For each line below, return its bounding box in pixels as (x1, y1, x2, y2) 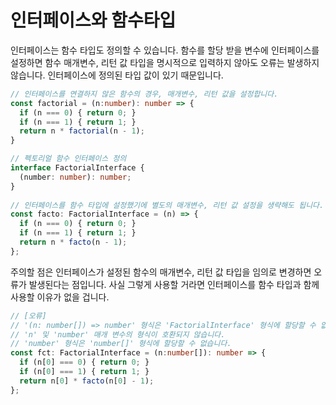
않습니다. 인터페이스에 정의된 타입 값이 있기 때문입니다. (10, 69, 224, 81)
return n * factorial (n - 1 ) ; (19, 126, 145, 136)
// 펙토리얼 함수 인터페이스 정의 (10, 154, 127, 164)
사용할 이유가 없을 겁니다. (10, 291, 110, 303)
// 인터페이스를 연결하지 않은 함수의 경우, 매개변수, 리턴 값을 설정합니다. (10, 89, 279, 99)
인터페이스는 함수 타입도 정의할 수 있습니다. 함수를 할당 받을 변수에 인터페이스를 (10, 44, 320, 56)
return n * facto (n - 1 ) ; (19, 237, 128, 248)
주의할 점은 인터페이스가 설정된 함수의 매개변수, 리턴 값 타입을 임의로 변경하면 (10, 266, 312, 278)
